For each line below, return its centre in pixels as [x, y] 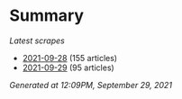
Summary [46, 16]
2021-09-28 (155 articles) [70, 58]
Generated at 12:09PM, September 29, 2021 [91, 85]
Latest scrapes [37, 40]
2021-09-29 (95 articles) [68, 67]
